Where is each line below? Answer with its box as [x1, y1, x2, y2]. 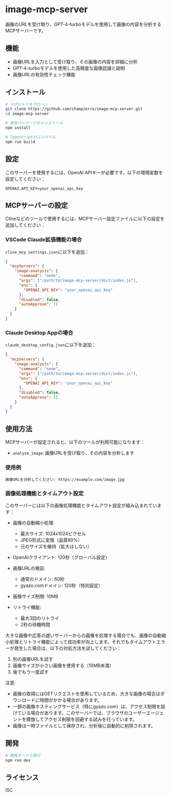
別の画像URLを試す [12, 656, 54, 662]
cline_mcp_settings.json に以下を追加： [5, 248, 89, 255]
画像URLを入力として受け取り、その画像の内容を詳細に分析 [12, 58, 138, 65]
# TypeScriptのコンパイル [5, 134, 56, 139]
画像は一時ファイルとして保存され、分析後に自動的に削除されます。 [12, 723, 156, 729]
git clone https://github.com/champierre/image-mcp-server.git [5, 107, 143, 112]
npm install [5, 125, 31, 131]
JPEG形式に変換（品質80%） [20, 537, 83, 543]
